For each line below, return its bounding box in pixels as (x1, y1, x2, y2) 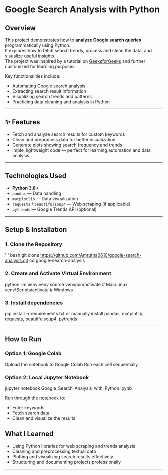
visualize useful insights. (5, 53, 56, 59)
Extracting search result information (12, 88, 86, 94)
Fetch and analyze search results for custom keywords (12, 131, 125, 137)
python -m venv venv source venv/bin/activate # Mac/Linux (5, 281, 128, 287)
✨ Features (5, 118, 40, 126)
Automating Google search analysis (12, 83, 86, 89)
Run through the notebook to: (5, 395, 66, 401)
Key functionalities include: (5, 73, 61, 79)
